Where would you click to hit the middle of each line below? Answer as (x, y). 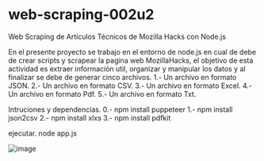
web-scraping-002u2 (81, 15)
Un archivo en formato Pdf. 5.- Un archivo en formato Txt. (102, 94)
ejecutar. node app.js (43, 133)
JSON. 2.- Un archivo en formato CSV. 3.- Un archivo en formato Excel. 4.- (130, 86)
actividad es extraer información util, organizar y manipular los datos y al (127, 68)
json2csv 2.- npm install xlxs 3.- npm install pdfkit (90, 117)
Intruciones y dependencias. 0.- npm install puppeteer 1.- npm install (121, 109)
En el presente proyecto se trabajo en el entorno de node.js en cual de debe (132, 52)
